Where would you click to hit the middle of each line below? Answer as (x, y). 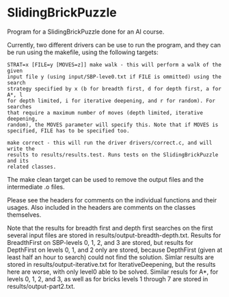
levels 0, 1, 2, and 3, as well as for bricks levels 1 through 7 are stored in (108, 278)
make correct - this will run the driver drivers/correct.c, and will (110, 143)
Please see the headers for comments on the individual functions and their (112, 200)
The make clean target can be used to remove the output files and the (105, 179)
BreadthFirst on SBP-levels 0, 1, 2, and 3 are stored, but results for (100, 242)
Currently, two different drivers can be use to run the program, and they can (114, 45)
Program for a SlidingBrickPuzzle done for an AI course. (86, 32)
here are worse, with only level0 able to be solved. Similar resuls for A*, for (113, 272)
